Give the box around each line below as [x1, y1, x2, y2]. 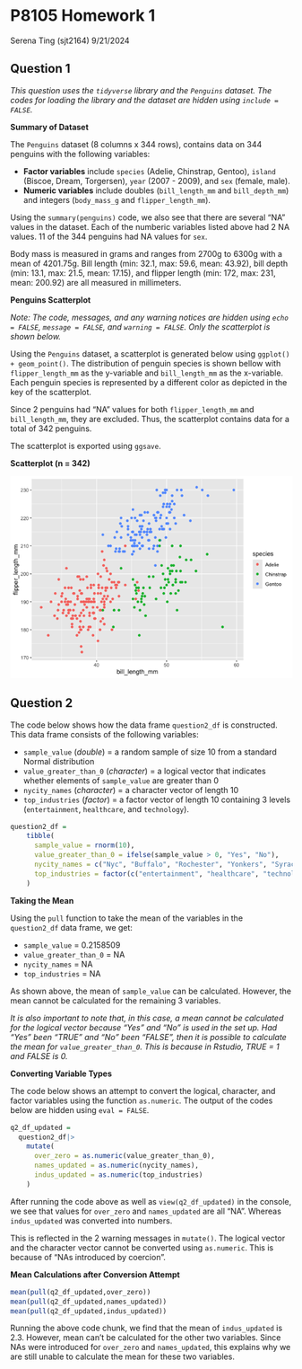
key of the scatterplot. [10, 386, 92, 397]
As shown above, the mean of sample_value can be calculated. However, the [10, 985, 292, 996]
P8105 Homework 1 [10, 5, 156, 26]
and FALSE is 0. [10, 1050, 68, 1061]
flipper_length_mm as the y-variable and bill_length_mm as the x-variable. [10, 367, 284, 378]
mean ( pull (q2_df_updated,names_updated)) [10, 1297, 168, 1306]
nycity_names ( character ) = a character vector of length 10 [22, 784, 239, 795]
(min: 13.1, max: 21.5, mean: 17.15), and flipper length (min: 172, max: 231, [10, 267, 276, 278]
